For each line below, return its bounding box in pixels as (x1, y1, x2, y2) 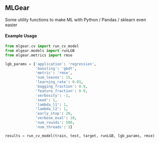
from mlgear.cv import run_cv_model (5, 44, 79, 49)
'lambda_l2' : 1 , (35, 107, 68, 111)
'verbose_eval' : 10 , (35, 116, 77, 121)
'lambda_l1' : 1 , (35, 102, 68, 107)
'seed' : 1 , (35, 97, 57, 102)
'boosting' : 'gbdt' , (35, 66, 77, 71)
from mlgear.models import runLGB (5, 48, 75, 53)
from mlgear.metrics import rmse (5, 53, 73, 58)
